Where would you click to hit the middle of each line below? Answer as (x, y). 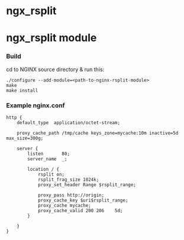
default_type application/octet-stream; (68, 122)
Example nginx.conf (35, 105)
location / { (43, 169)
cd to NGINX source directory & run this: (55, 69)
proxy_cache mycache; (64, 205)
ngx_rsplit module (51, 38)
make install (22, 90)
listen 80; (49, 154)
